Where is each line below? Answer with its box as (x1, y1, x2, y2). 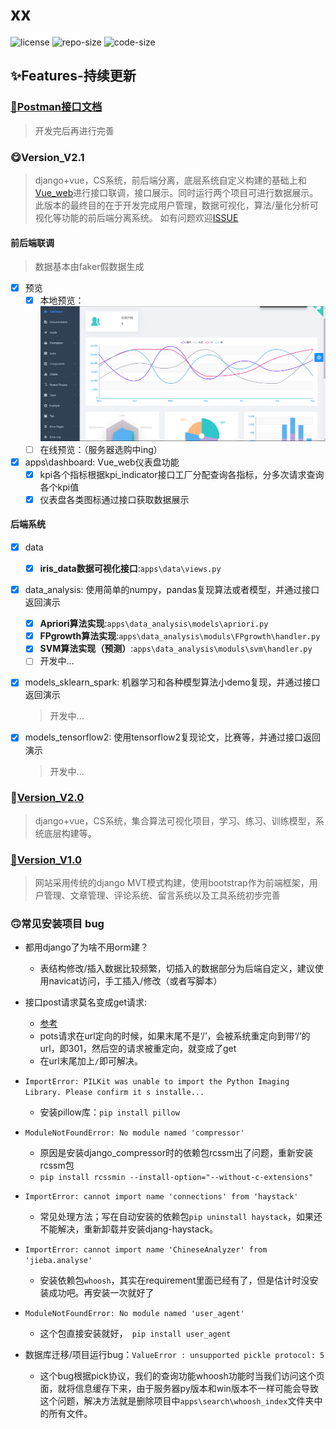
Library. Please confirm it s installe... (24, 1088, 205, 1098)
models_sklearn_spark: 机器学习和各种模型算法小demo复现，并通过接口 (24, 676, 321, 688)
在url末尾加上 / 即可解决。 (39, 1055, 143, 1067)
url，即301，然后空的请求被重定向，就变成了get (39, 1043, 237, 1055)
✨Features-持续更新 (10, 68, 137, 85)
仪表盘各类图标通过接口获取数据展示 (39, 493, 190, 505)
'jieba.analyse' (24, 1256, 93, 1266)
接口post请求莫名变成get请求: (24, 996, 148, 1008)
